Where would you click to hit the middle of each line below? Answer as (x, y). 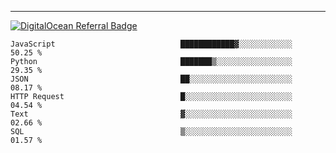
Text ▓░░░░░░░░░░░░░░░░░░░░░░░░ (151, 114)
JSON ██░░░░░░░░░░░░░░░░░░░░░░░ (151, 79)
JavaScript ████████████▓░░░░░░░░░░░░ (151, 44)
